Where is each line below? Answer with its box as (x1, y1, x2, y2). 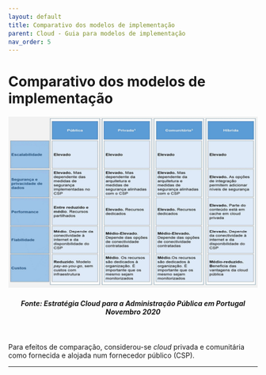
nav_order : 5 (8, 38, 51, 46)
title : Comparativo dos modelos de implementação (8, 21, 176, 29)
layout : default (8, 13, 62, 21)
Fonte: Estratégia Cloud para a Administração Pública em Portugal (21, 298, 245, 308)
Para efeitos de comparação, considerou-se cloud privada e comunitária (8, 343, 245, 352)
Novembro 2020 (105, 307, 161, 316)
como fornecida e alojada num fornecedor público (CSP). (8, 350, 196, 360)
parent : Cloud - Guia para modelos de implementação (8, 29, 186, 37)
